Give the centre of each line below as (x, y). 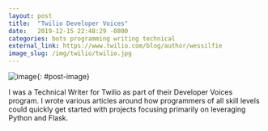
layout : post (30, 16)
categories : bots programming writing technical (92, 38)
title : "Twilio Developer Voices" (68, 23)
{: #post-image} (64, 76)
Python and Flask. (38, 118)
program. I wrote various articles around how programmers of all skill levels (134, 101)
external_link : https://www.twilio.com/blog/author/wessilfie (115, 46)
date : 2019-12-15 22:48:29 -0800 (68, 31)
